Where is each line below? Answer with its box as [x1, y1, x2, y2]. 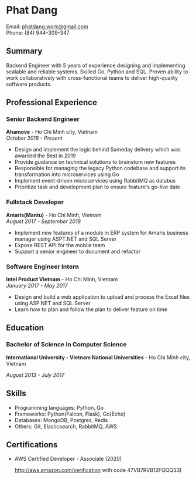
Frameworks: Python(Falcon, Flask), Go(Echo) [14, 410, 126, 417]
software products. [6, 80, 52, 87]
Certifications [6, 440, 58, 450]
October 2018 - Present [6, 134, 63, 141]
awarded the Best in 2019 [14, 152, 76, 159]
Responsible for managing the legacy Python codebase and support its [14, 165, 186, 172]
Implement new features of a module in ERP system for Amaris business [14, 229, 188, 236]
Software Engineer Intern [6, 262, 79, 271]
